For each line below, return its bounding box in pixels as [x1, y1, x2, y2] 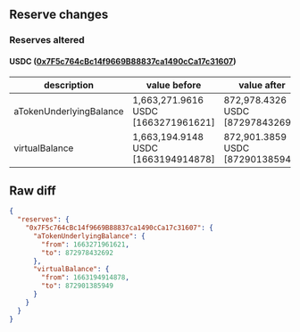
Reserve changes [9, 7, 109, 22]
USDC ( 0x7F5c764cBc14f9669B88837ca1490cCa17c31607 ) [9, 55, 237, 66]
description [43, 79, 94, 91]
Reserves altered [9, 34, 85, 46]
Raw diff [9, 183, 56, 198]
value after [237, 79, 286, 91]
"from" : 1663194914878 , [41, 273, 129, 282]
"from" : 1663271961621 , [41, 240, 129, 249]
